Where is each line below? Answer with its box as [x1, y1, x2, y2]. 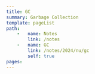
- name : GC [17, 42, 50, 48]
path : [6, 25, 20, 32]
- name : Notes [17, 31, 58, 37]
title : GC [6, 8, 31, 15]
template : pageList [6, 20, 55, 26]
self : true [27, 53, 55, 59]
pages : [6, 58, 23, 64]
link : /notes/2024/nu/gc [27, 48, 90, 54]
